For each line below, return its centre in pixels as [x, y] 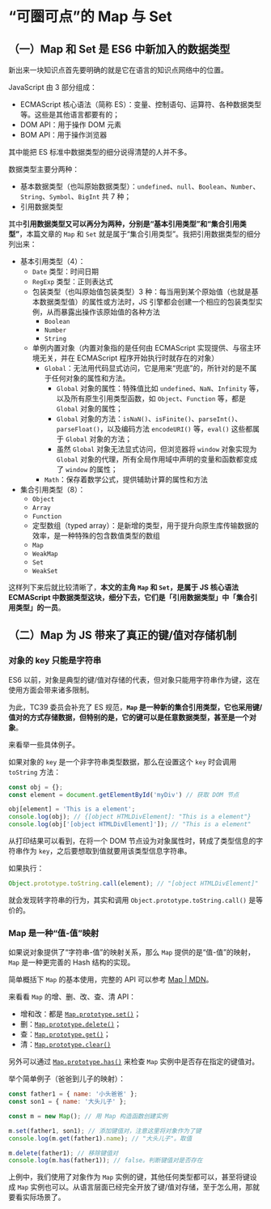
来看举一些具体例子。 [44, 744]
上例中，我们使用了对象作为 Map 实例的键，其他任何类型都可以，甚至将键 [129, 1177]
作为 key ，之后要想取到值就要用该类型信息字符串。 [107, 851]
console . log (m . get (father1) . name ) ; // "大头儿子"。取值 [100, 1139]
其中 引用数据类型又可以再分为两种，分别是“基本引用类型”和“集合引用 [124, 224]
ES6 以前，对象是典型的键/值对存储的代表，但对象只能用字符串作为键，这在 [134, 679]
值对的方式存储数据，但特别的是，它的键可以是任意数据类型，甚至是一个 [129, 717]
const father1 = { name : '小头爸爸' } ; [73, 1094]
